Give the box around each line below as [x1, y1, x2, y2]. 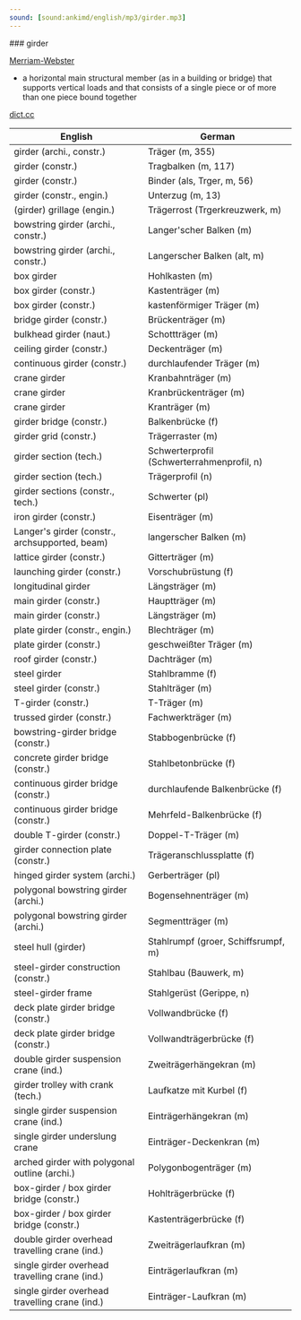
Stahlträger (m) [147, 682, 212, 695]
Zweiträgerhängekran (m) [147, 1058, 257, 1071]
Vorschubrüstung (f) [147, 565, 235, 578]
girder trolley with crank [13, 1078, 114, 1091]
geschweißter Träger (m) [147, 638, 254, 651]
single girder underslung [13, 1130, 117, 1143]
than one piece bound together [21, 91, 137, 102]
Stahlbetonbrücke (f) [147, 756, 236, 769]
